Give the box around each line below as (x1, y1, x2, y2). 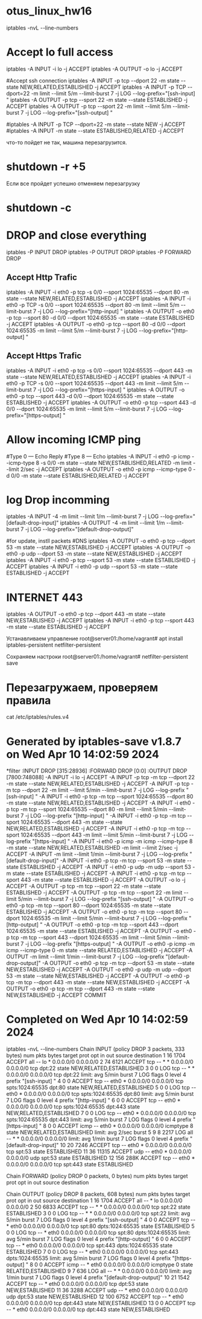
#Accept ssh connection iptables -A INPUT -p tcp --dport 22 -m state (6, 77, 180, 84)
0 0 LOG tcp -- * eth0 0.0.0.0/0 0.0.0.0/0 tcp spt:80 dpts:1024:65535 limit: (6, 1229, 191, 1236)
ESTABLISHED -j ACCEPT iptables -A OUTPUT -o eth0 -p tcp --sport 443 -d (6, 399, 196, 406)
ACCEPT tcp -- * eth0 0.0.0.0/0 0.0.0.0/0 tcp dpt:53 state (6, 1280, 149, 1288)
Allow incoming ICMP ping (6, 432, 141, 446)
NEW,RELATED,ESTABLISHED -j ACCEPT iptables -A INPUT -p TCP (20, 83, 186, 90)
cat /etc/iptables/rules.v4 (6, 713, 69, 721)
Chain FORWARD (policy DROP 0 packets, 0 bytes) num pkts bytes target (6, 1172, 188, 1180)
